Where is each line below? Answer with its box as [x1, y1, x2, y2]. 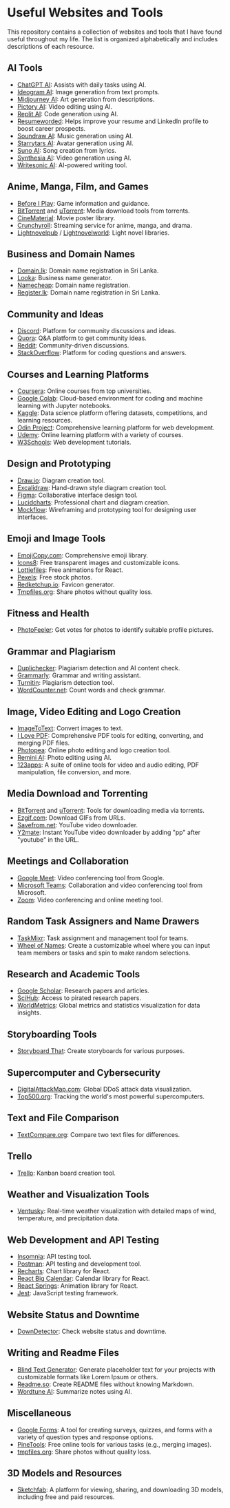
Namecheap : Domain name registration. [17, 281, 131, 290]
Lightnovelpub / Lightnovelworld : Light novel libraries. [17, 229, 170, 237]
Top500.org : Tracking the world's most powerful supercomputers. [17, 1092, 205, 1101]
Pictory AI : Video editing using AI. [17, 102, 112, 111]
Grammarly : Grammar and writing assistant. [17, 671, 141, 679]
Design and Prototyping [7, 458, 112, 469]
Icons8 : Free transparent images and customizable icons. [17, 558, 180, 566]
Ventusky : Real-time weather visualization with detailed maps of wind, [17, 1207, 217, 1215]
